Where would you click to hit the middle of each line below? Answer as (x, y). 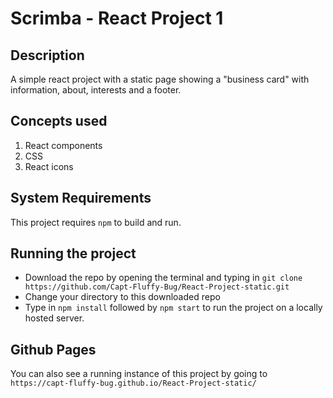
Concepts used (59, 121)
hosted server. (54, 318)
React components (63, 145)
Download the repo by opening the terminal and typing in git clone (163, 278)
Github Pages (53, 349)
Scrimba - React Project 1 (117, 18)
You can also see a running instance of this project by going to (139, 374)
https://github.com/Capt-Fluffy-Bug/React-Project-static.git (157, 287)
